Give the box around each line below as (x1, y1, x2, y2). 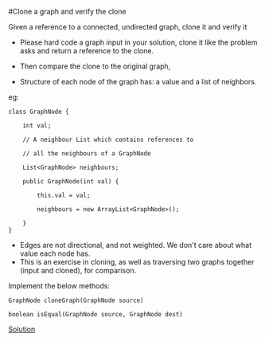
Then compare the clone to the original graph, (19, 61, 171, 71)
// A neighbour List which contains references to (22, 135, 194, 143)
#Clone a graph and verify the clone (8, 7, 127, 16)
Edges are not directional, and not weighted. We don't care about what (19, 241, 252, 249)
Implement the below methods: (8, 281, 110, 290)
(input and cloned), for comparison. (19, 266, 137, 275)
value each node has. (19, 249, 91, 258)
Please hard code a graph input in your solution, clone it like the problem (19, 37, 258, 47)
